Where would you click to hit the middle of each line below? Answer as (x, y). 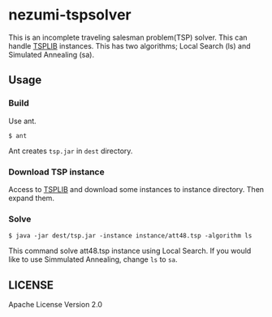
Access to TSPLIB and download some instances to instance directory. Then (136, 189)
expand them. (32, 198)
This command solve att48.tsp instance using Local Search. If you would (130, 251)
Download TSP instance (56, 172)
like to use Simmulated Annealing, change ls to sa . (93, 259)
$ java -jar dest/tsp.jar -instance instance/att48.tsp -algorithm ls (130, 236)
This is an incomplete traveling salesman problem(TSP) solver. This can (128, 37)
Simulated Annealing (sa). (52, 54)
